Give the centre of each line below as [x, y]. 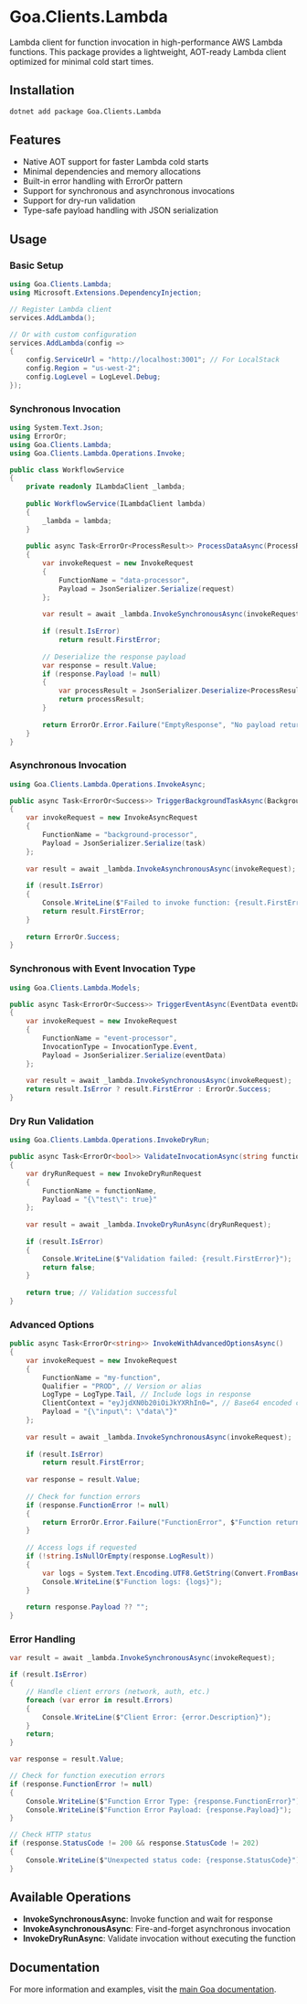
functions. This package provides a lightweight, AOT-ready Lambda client [148, 51]
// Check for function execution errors [88, 1776]
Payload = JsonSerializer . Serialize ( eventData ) [134, 1055]
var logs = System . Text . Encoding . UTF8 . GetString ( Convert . [155, 1573]
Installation [42, 90]
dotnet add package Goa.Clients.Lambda [85, 112]
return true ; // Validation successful [102, 1293]
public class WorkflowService [67, 470]
